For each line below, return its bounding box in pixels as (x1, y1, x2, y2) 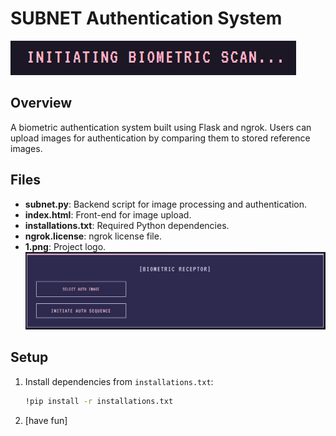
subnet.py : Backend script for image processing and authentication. (24, 198, 308, 210)
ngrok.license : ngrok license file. (24, 230, 162, 242)
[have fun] (24, 414, 68, 426)
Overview (10, 95, 73, 112)
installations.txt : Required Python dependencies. (24, 219, 230, 231)
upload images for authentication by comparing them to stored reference (10, 132, 311, 144)
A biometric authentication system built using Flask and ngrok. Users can (10, 121, 312, 133)
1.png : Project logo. (24, 240, 107, 252)
